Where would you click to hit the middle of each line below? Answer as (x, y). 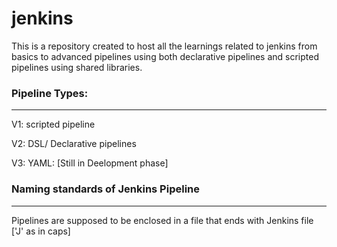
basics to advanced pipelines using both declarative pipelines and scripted (165, 56)
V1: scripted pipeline (53, 124)
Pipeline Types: (50, 93)
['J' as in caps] (41, 231)
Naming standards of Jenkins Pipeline (106, 189)
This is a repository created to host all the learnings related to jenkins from (164, 46)
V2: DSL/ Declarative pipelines (74, 144)
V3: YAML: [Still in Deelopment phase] (90, 163)
